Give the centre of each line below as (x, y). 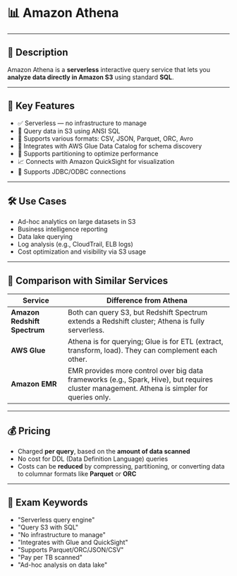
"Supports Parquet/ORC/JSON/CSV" (71, 549)
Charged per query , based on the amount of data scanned (104, 451)
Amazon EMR (34, 384)
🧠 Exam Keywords (48, 503)
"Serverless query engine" (56, 519)
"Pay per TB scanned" (50, 557)
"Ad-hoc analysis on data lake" (62, 565)
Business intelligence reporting (62, 229)
